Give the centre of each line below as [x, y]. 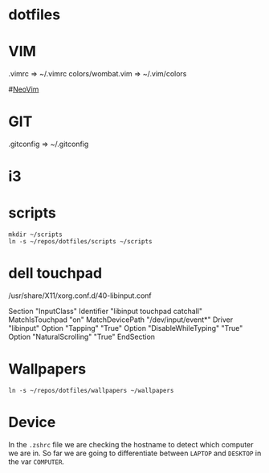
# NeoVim [24, 89]
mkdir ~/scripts [35, 234]
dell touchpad [55, 273]
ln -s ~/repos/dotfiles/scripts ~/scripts [80, 242]
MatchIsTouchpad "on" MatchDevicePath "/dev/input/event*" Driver [121, 320]
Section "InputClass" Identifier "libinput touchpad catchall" [106, 312]
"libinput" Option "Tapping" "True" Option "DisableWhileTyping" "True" [126, 328]
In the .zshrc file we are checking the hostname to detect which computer [131, 444]
